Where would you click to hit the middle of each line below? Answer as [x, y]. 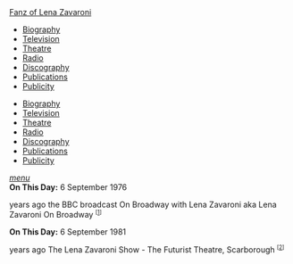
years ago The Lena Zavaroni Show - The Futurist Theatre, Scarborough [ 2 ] [147, 249]
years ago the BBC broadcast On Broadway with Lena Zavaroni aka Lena [143, 204]
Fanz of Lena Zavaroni [50, 12]
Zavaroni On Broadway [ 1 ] [56, 214]
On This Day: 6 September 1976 [68, 187]
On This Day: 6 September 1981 [68, 231]
